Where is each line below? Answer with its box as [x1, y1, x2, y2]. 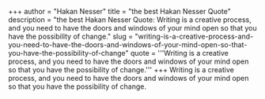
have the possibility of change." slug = [8, 31, 133, 41]
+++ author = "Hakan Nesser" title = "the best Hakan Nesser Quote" [8, 7, 231, 16]
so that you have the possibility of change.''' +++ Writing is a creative [8, 65, 235, 74]
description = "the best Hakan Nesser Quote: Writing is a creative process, [8, 15, 252, 24]
